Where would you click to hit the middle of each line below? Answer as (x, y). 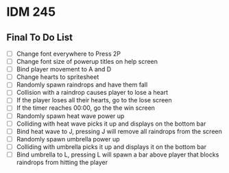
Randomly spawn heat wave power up (70, 116)
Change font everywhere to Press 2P (69, 54)
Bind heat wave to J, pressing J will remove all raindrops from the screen (119, 131)
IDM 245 (31, 12)
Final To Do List (40, 37)
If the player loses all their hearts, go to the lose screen (94, 100)
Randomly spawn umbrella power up (68, 139)
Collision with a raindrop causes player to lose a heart (92, 93)
